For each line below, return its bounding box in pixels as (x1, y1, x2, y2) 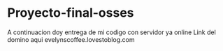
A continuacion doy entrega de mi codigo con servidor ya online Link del (7, 28, 217, 36)
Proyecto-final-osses (7, 5, 134, 21)
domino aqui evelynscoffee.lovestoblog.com (7, 35, 135, 43)
